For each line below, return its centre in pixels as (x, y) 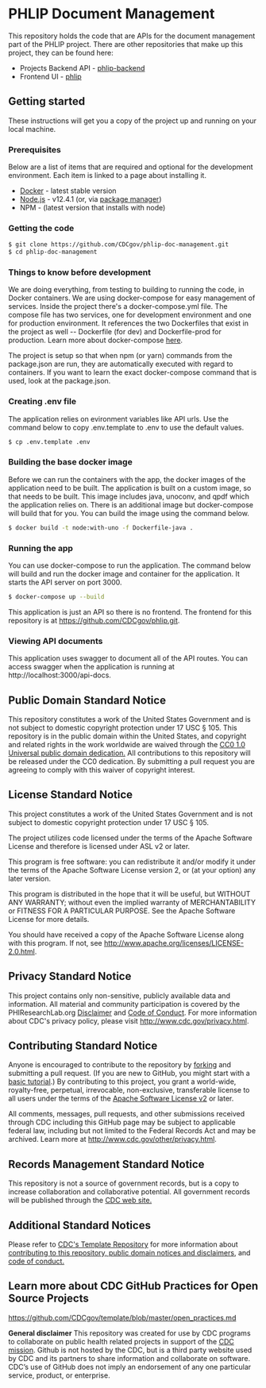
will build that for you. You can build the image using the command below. (129, 513)
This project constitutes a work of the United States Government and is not (131, 814)
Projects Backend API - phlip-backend (82, 67)
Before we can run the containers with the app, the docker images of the (127, 479)
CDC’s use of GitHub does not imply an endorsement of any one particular (130, 1367)
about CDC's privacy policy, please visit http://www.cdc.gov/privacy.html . (129, 1020)
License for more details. (49, 919)
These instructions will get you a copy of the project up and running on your (132, 121)
